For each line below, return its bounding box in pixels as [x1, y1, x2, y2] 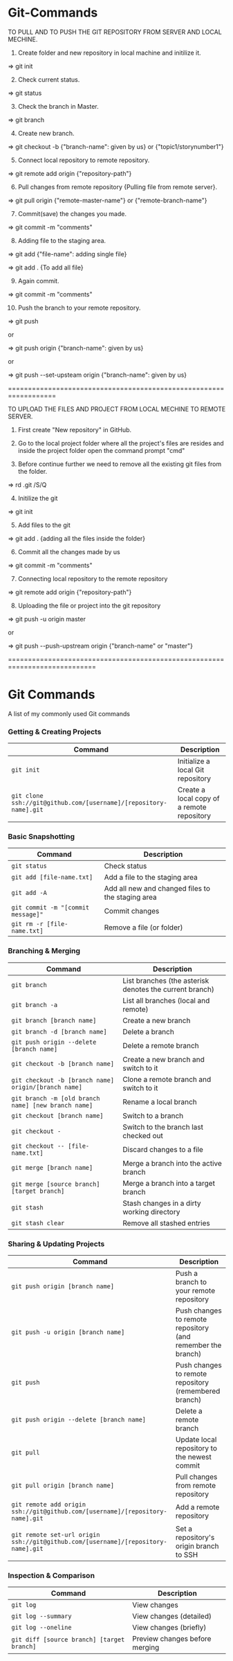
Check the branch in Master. [17, 102, 99, 110]
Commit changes [104, 906, 160, 916]
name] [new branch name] [11, 1101, 93, 1109]
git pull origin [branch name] [11, 1482, 115, 1490]
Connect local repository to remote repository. [17, 156, 150, 164]
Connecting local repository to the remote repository [17, 574, 168, 583]
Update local [176, 1435, 217, 1445]
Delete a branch [122, 1027, 175, 1036]
